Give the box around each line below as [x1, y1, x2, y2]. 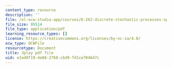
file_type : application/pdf [5, 27, 66, 32]
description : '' [5, 12, 40, 17]
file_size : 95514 [5, 21, 42, 27]
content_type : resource [5, 7, 56, 13]
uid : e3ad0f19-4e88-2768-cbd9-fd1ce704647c [5, 55, 100, 60]
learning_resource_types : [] [5, 31, 68, 36]
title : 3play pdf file [5, 50, 54, 55]
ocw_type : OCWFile [5, 41, 45, 46]
